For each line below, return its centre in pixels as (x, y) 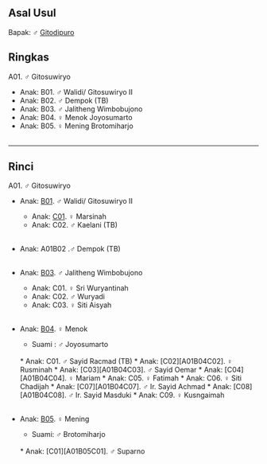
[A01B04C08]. (43, 395)
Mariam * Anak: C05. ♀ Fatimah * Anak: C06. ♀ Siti (159, 378)
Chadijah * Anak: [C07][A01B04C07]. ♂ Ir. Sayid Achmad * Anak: (126, 387)
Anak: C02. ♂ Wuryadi (68, 297)
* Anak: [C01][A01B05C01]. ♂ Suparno (82, 451)
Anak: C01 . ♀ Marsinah (69, 216)
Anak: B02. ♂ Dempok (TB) (64, 100)
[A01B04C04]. (43, 378)
